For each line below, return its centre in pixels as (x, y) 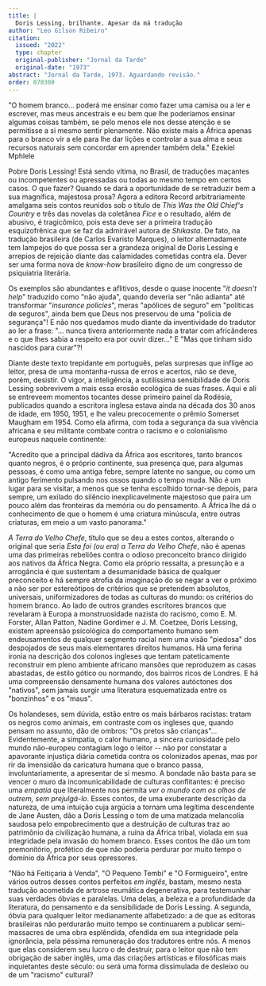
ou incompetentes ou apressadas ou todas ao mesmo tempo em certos (125, 179)
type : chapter (39, 53)
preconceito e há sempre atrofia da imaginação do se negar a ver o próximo (132, 580)
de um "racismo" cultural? (51, 974)
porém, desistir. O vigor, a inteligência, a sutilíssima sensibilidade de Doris (129, 380)
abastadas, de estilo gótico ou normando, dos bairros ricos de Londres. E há (133, 673)
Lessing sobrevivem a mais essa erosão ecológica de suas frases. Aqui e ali (132, 388)
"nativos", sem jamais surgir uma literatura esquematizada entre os (118, 690)
